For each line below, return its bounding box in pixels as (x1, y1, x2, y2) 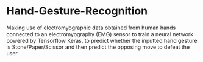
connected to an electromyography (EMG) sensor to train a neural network (6, 30, 194, 37)
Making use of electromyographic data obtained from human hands (6, 24, 176, 31)
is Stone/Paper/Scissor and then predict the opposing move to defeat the (6, 43, 190, 51)
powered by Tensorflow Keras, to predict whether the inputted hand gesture (6, 37, 198, 44)
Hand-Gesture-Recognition (6, 4, 148, 18)
